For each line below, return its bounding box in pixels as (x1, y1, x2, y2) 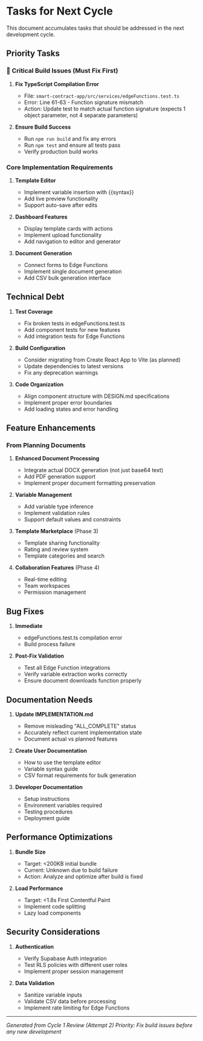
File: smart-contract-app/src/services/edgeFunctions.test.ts (24, 92, 180, 99)
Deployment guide (24, 815, 71, 822)
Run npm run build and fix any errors (24, 135, 117, 142)
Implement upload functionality (24, 231, 101, 238)
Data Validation (14, 979, 55, 986)
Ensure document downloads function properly (24, 677, 142, 684)
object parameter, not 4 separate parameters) (24, 111, 138, 119)
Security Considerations (6, 927, 101, 937)
